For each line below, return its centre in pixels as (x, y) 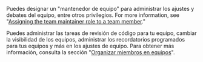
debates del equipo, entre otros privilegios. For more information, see (93, 15)
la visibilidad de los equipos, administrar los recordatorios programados (96, 39)
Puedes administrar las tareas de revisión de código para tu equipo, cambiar (101, 33)
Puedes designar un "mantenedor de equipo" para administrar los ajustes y (100, 9)
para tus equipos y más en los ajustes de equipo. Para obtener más (90, 46)
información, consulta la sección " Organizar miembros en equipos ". (91, 52)
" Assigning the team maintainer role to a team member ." (76, 21)
